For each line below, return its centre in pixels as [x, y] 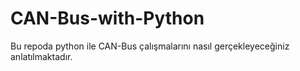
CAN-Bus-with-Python [107, 18]
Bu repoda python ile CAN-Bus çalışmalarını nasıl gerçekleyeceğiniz [150, 46]
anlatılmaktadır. [41, 56]
